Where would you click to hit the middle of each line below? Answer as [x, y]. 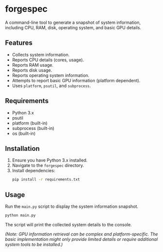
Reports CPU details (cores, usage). [48, 60]
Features [19, 43]
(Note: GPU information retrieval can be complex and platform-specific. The [81, 234]
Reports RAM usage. [33, 65]
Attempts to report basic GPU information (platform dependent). [76, 80]
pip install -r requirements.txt [46, 180]
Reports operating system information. [51, 75]
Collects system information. [41, 54]
